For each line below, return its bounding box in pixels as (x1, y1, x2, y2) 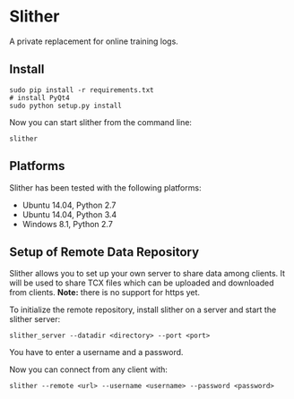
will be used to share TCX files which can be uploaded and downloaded (9, 277, 275, 288)
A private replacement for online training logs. (9, 36, 179, 47)
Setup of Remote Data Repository (9, 244, 200, 259)
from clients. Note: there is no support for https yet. (9, 287, 200, 298)
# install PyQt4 (9, 93, 70, 102)
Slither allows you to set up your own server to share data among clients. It (9, 268, 285, 279)
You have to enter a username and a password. (9, 347, 184, 358)
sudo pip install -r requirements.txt (9, 85, 154, 95)
